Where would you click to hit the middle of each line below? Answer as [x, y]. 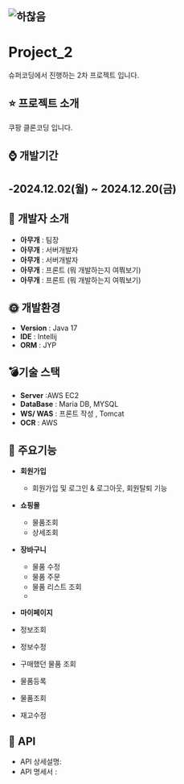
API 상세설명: [41, 761]
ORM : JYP [38, 345]
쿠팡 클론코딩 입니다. [41, 128]
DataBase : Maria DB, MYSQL [69, 404]
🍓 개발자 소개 [39, 219]
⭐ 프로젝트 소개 [44, 103]
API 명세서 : [39, 771]
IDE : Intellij [39, 336]
